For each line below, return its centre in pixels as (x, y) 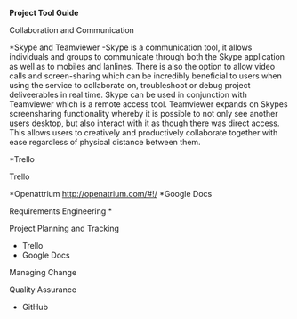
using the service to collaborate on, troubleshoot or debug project (130, 85)
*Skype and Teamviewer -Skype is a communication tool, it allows (131, 47)
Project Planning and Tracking (64, 228)
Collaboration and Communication (72, 30)
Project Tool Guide (44, 13)
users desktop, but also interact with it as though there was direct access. (144, 123)
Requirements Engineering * (61, 211)
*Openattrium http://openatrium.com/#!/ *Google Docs (111, 194)
